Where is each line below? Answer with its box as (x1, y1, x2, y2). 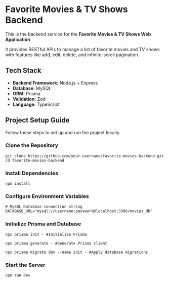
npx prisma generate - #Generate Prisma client (5, 240, 108, 246)
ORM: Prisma (12, 90, 40, 97)
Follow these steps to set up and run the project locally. (5, 129, 120, 135)
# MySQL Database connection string (5, 204, 82, 210)
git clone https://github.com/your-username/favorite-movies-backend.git (5, 153, 164, 158)
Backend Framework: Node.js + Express (12, 79, 98, 86)
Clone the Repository (5, 142, 59, 149)
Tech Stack (5, 66, 41, 75)
